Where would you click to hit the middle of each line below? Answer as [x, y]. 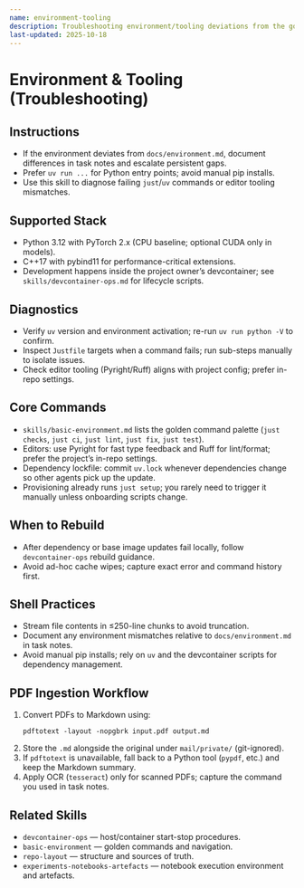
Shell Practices [53, 604]
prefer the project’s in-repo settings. [90, 458]
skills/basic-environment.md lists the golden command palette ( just [151, 429]
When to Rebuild [57, 525]
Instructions [44, 132]
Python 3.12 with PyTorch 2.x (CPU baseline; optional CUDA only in [147, 243]
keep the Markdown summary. [79, 768]
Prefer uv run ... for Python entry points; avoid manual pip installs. [149, 173]
